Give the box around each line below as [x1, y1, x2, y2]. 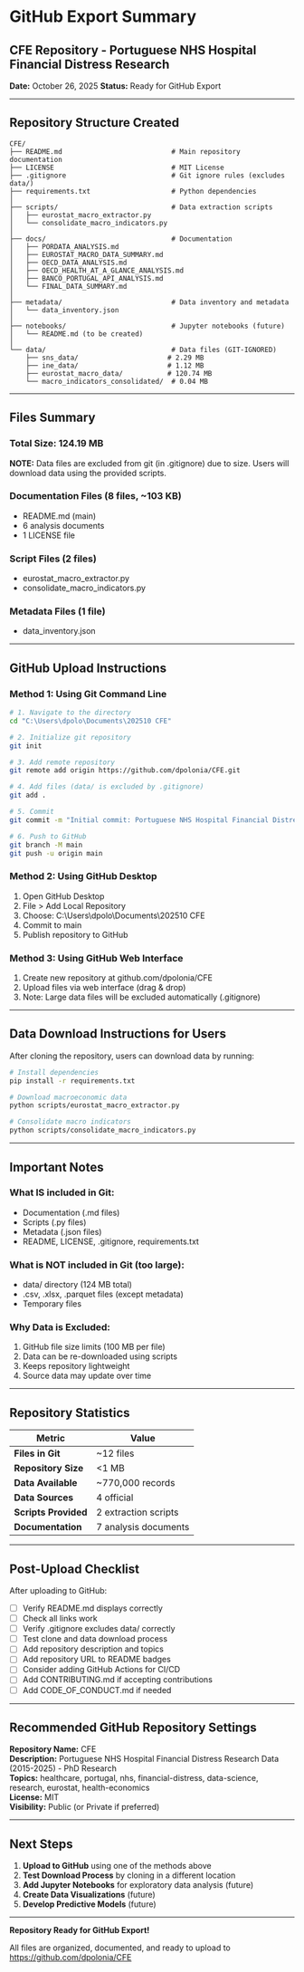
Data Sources [14, 1491, 74, 1504]
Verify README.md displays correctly [22, 1603, 163, 1613]
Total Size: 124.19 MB [9, 437, 104, 450]
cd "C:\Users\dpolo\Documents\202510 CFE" [9, 716, 172, 725]
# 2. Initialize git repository [9, 732, 131, 742]
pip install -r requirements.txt [9, 1076, 136, 1086]
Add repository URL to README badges [22, 1654, 172, 1665]
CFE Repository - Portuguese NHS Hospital [9, 43, 257, 58]
